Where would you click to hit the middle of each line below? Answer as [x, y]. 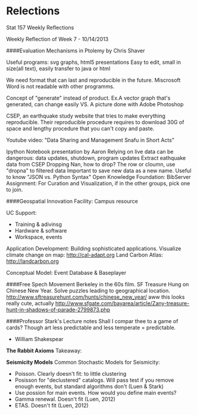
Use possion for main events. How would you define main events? [96, 392]
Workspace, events [38, 237]
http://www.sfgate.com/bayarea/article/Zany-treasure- [122, 303]
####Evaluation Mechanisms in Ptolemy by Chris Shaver [76, 50]
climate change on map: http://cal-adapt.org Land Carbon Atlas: [85, 255]
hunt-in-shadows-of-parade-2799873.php [58, 309]
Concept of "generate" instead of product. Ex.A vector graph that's [88, 98]
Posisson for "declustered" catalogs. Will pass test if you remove [94, 380]
